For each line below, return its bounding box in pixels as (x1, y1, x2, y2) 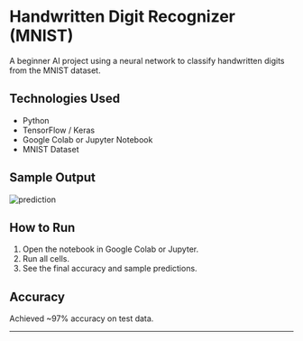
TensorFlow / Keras (22, 124, 96, 135)
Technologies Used (9, 91, 120, 106)
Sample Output (9, 170, 96, 186)
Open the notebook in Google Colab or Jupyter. (22, 244, 199, 254)
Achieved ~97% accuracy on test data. (9, 313, 154, 324)
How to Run (9, 219, 76, 235)
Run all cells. (22, 253, 70, 264)
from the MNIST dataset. (9, 65, 101, 76)
